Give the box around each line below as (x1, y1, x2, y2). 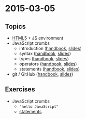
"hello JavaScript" (19, 104, 59, 109)
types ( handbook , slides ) (19, 56, 69, 61)
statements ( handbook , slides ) (19, 66, 80, 72)
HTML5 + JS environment (12, 35, 64, 41)
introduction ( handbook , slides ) (19, 46, 82, 51)
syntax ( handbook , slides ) (19, 51, 71, 56)
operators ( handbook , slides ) (19, 61, 77, 67)
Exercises (5, 85, 35, 94)
